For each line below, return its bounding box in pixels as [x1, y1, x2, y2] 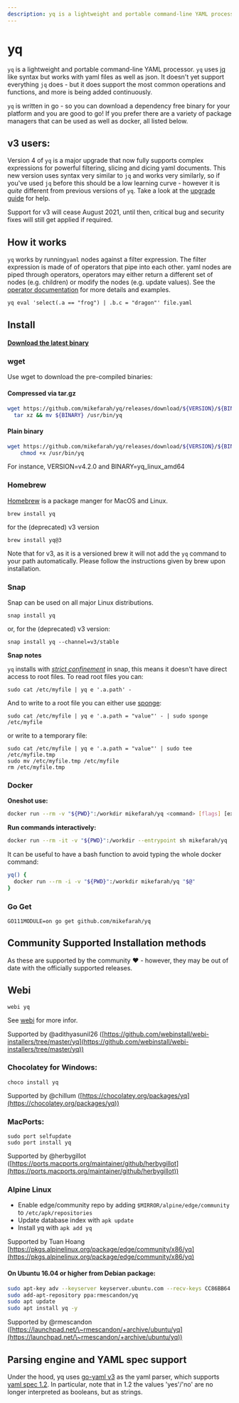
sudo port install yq [7, 1140, 72, 1147]
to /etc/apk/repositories [17, 1208, 92, 1217]
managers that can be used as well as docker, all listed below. [7, 116, 188, 125]
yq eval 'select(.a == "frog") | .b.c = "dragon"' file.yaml [7, 299, 193, 307]
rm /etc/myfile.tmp [7, 763, 65, 771]
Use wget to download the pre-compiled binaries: [7, 373, 153, 381]
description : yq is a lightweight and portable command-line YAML [7, 10, 208, 18]
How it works [7, 236, 67, 248]
